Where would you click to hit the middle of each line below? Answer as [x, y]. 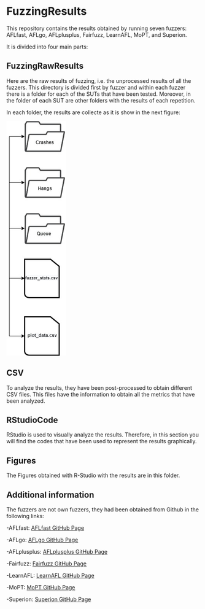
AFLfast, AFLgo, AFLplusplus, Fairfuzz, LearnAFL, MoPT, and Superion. [97, 34]
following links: [25, 516]
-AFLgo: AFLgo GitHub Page [42, 540]
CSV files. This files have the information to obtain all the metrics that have [101, 394]
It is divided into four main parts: [47, 47]
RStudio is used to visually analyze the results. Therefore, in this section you [103, 435]
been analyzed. [26, 401]
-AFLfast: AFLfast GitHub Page [45, 528]
